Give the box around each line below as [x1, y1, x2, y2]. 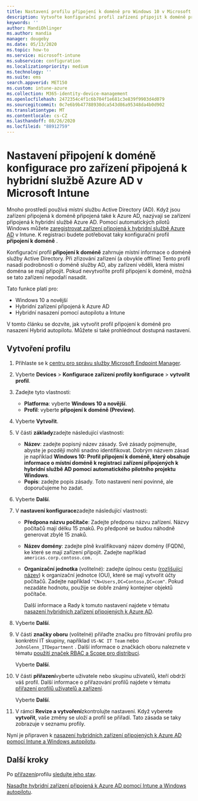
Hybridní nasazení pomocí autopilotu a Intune [15, 309, 126, 316]
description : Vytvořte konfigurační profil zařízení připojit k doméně [6, 14, 186, 20]
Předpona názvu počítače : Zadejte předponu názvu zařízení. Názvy [24, 518, 190, 525]
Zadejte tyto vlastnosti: [15, 388, 71, 395]
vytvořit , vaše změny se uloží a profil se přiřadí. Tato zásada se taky [15, 714, 182, 721]
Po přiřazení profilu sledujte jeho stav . [6, 770, 97, 777]
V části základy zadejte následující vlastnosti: [15, 429, 125, 436]
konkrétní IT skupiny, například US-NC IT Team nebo [15, 637, 139, 644]
